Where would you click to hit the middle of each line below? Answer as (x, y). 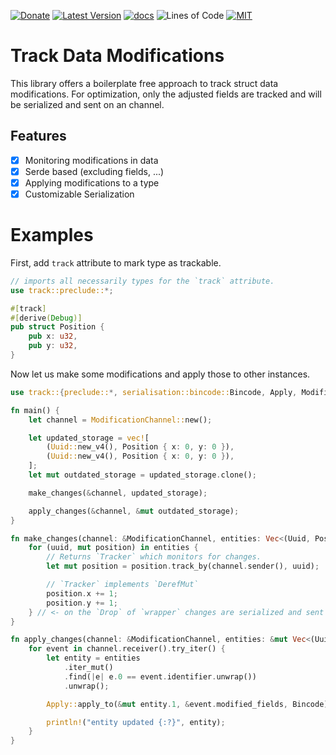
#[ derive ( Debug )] (46, 318)
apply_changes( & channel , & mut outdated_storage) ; (134, 511)
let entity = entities (93, 658)
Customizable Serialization (79, 194)
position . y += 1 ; (82, 603)
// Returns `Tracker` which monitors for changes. (154, 557)
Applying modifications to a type (92, 182)
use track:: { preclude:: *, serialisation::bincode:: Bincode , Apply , (154, 392)
